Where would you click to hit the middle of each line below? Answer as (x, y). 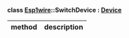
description (63, 27)
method (24, 27)
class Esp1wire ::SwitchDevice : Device (64, 10)
